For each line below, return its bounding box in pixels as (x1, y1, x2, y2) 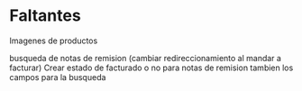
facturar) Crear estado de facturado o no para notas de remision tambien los (9, 62, 294, 73)
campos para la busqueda (9, 71, 106, 82)
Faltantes (9, 5, 81, 26)
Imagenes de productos (9, 35, 98, 46)
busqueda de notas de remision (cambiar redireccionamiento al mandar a (9, 52, 282, 63)
